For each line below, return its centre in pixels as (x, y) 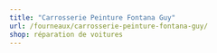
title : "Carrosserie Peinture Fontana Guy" (93, 18)
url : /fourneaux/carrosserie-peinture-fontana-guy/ (108, 26)
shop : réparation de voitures (66, 34)
